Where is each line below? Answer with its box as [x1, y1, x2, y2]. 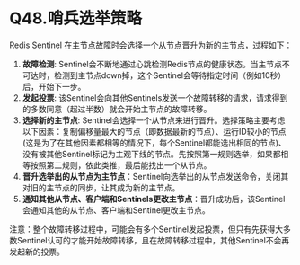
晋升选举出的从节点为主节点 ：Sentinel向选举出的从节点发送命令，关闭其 [22, 171, 289, 181]
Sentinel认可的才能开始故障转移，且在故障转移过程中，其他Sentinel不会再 [16, 234, 290, 245]
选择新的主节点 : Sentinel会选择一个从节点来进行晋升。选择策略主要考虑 [22, 114, 286, 126]
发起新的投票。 [9, 246, 65, 257]
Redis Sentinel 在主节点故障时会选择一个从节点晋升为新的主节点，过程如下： [9, 40, 293, 50]
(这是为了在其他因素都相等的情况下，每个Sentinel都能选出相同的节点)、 [22, 137, 287, 148]
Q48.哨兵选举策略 [9, 8, 142, 29]
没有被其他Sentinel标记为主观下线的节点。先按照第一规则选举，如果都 [22, 148, 281, 159]
